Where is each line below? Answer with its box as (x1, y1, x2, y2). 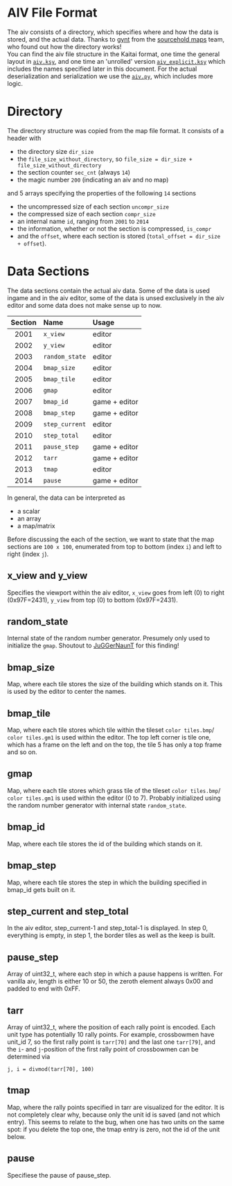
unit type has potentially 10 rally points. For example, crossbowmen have (7, 1030, 215, 1038)
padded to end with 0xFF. (7, 984, 81, 993)
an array (17, 514, 42, 523)
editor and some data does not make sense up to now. (7, 301, 162, 309)
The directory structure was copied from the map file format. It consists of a (7, 126, 224, 134)
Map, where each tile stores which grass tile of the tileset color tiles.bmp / (7, 786, 221, 794)
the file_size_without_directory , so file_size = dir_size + (17, 155, 193, 163)
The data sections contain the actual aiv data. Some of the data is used (7, 286, 210, 295)
